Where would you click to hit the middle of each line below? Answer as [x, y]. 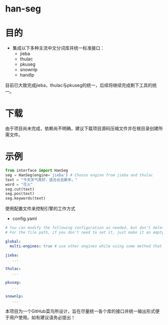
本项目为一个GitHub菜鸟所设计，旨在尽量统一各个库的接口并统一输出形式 [80, 311]
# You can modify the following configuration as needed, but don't [78, 228]
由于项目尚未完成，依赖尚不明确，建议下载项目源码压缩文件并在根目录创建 [82, 129]
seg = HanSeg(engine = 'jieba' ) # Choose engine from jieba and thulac [79, 175]
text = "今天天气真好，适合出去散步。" [41, 180]
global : [13, 241]
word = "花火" [19, 184]
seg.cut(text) [20, 189]
